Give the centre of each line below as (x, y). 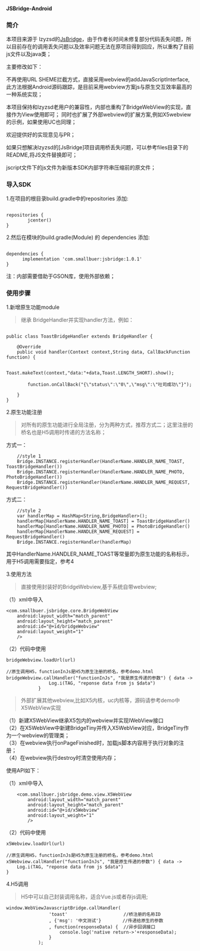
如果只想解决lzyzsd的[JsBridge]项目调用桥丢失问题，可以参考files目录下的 (97, 147)
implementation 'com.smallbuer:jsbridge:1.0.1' (82, 259)
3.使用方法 (19, 574)
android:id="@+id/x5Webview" (64, 810)
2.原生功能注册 (24, 412)
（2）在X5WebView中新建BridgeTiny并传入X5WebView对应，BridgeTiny (95, 728)
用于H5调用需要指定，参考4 (40, 562)
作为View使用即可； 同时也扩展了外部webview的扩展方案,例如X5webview (101, 114)
